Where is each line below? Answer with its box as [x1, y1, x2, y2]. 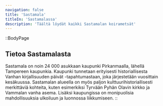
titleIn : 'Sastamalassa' [5, 17, 57, 22]
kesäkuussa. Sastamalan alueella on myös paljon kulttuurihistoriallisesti [5, 79, 153, 85]
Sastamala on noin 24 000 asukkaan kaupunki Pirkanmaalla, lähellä [5, 63, 145, 69]
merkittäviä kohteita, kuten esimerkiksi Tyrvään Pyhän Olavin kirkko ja [5, 84, 150, 90]
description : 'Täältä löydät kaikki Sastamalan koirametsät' [5, 21, 136, 27]
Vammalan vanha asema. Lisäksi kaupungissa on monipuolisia [5, 90, 134, 96]
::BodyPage [5, 35, 29, 41]
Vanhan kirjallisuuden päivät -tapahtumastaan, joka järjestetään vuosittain [5, 74, 158, 80]
